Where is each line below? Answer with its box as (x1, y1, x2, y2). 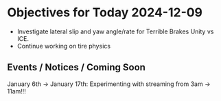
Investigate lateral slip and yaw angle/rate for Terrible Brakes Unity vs (16, 27, 214, 35)
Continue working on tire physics (16, 42, 111, 50)
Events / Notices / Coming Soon (7, 61, 146, 73)
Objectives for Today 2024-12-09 (7, 5, 203, 20)
